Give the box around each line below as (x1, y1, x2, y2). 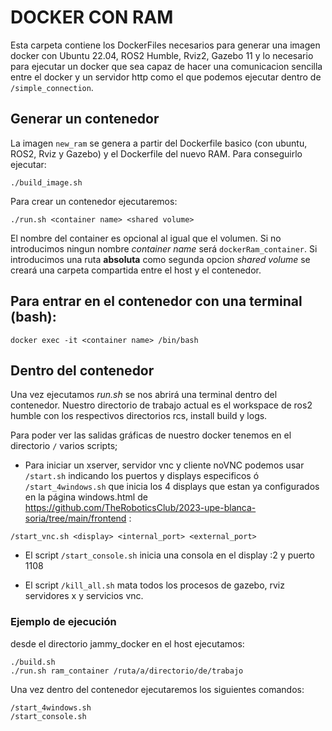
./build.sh (10, 657, 56, 667)
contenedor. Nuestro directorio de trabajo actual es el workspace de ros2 (10, 399, 313, 411)
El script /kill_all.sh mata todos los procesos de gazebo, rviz (24, 579, 285, 591)
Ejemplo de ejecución (10, 615, 117, 629)
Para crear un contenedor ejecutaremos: (10, 195, 178, 207)
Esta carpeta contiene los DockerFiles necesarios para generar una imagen (10, 39, 321, 51)
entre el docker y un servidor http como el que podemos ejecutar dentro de (10, 71, 322, 83)
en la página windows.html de (24, 491, 148, 503)
